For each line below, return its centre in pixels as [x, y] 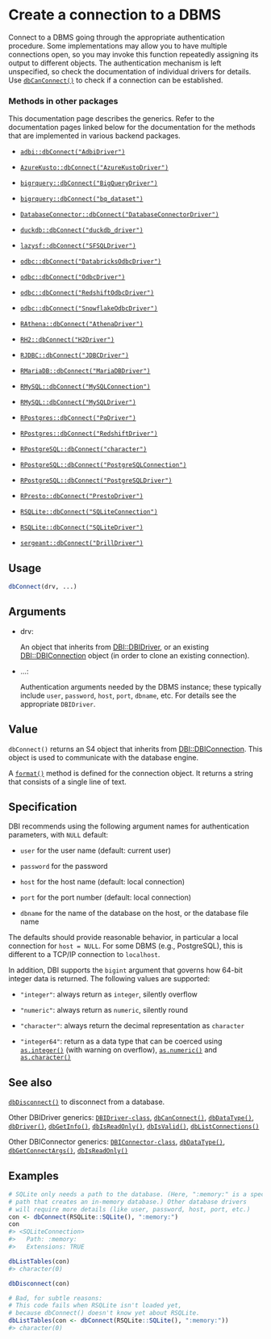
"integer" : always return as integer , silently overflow [108, 994]
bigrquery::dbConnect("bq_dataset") [81, 199]
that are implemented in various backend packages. [95, 136]
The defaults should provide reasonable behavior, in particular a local [123, 938]
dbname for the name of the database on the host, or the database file [134, 913]
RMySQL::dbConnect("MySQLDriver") [78, 403]
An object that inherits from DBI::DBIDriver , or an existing [115, 647]
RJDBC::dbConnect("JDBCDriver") [74, 356]
